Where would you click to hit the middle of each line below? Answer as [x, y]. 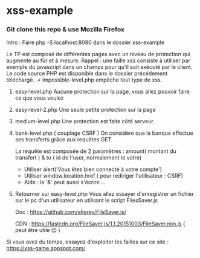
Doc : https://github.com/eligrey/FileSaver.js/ [71, 212]
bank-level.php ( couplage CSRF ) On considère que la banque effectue [104, 133]
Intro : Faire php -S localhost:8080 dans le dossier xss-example [85, 42]
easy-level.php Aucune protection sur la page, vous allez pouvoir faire [102, 92]
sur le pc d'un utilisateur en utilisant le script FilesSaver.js [86, 201]
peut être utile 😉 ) [37, 230]
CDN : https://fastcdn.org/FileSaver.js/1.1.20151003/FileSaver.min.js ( [100, 224]
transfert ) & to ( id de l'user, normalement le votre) [78, 158]
